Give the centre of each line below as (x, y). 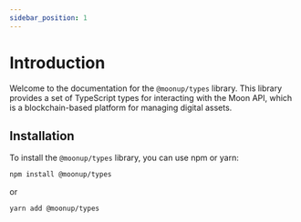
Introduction (57, 62)
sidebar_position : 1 (49, 18)
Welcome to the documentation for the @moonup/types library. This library (146, 88)
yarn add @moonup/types (55, 209)
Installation (42, 136)
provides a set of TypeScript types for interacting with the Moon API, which (151, 97)
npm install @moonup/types (61, 175)
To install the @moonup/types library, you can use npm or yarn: (125, 158)
